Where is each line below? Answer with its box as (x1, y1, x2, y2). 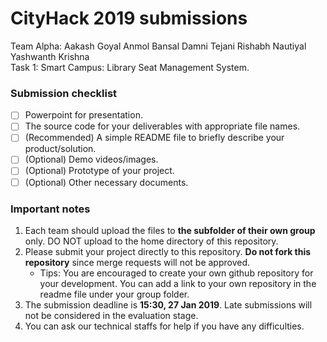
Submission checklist (10, 86, 118, 100)
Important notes (10, 202, 91, 216)
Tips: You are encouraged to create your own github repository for (39, 267, 314, 279)
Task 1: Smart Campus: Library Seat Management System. (10, 61, 250, 73)
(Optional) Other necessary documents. (24, 176, 189, 188)
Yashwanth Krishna (10, 50, 90, 62)
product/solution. (24, 143, 97, 155)
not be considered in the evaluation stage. (24, 309, 199, 321)
